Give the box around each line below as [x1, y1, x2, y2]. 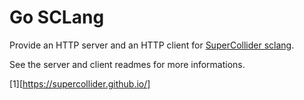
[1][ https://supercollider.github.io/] [9, 77, 151, 90]
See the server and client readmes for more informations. [9, 58, 246, 70]
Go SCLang [9, 6, 105, 29]
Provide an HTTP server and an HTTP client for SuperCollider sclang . [9, 39, 295, 51]
